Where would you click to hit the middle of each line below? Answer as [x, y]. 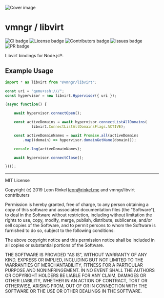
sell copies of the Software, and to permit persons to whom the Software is [81, 226]
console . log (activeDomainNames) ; [48, 149]
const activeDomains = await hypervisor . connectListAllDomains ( [81, 122]
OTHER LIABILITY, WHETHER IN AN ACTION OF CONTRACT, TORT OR [76, 281]
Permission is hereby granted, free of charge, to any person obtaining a [77, 205]
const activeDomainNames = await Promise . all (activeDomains [76, 135]
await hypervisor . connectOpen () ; [48, 113]
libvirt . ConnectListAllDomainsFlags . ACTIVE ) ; [78, 127]
